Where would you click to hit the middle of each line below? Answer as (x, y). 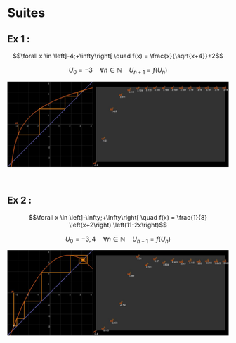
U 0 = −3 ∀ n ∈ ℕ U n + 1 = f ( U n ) (118, 70)
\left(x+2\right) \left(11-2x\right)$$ (118, 225)
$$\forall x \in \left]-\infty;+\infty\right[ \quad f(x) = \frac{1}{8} (118, 217)
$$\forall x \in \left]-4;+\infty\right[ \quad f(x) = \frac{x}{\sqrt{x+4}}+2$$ (118, 56)
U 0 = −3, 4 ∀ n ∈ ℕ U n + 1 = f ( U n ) (118, 239)
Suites (26, 13)
